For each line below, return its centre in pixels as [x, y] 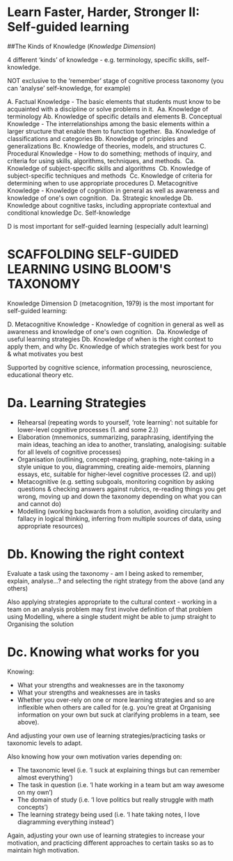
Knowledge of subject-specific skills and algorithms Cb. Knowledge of [109, 168]
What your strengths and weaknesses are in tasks [89, 692]
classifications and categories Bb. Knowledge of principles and [97, 138]
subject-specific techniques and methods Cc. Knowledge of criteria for [110, 176]
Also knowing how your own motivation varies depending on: [95, 756]
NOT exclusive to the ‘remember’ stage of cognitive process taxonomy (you [115, 80]
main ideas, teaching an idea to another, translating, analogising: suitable [122, 444]
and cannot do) [39, 503]
